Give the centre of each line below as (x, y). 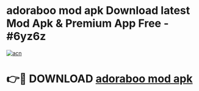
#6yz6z (26, 36)
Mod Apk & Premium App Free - (88, 23)
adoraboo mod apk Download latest (98, 11)
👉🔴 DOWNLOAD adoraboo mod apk (100, 79)
